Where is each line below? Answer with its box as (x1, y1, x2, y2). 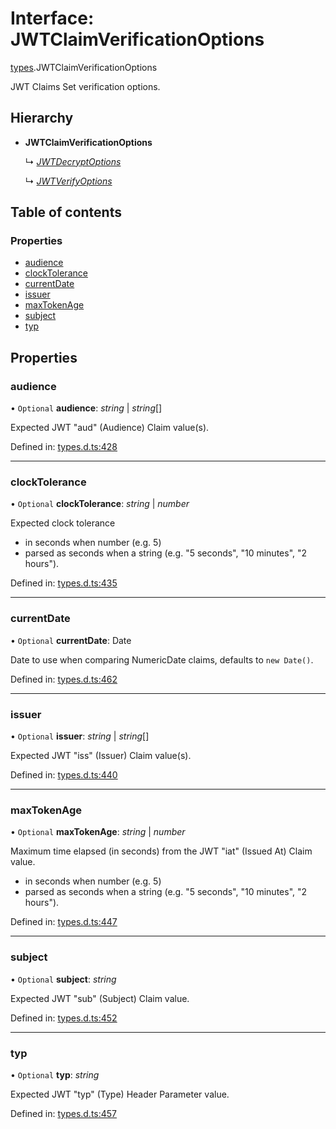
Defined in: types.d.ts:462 (10, 673, 118, 685)
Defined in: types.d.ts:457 (10, 1107, 118, 1119)
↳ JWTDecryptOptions (24, 155, 122, 167)
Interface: (10, 7, 95, 30)
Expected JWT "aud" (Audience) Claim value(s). (10, 422, 210, 434)
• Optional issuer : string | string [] (10, 730, 150, 742)
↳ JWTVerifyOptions (24, 175, 113, 187)
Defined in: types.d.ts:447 (10, 916, 118, 928)
